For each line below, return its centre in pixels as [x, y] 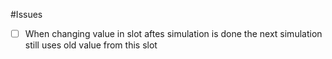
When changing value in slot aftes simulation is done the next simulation [173, 33]
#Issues [26, 14]
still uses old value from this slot [91, 45]
